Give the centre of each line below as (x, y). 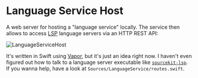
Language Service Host (65, 11)
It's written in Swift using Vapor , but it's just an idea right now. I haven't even (99, 56)
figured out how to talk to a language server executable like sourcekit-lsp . (97, 62)
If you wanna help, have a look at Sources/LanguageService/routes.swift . (95, 68)
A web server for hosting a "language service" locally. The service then (93, 27)
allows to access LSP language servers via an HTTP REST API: (82, 33)
